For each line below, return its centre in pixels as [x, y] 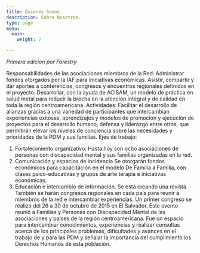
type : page [20, 23]
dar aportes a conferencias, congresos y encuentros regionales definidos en [100, 86]
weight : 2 [29, 39]
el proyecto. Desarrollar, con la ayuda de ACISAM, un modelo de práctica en [100, 92]
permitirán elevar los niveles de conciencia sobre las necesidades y [90, 130]
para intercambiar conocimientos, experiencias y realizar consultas [97, 225]
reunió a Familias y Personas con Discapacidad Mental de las [90, 212]
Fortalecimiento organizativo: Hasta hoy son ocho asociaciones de [97, 148]
